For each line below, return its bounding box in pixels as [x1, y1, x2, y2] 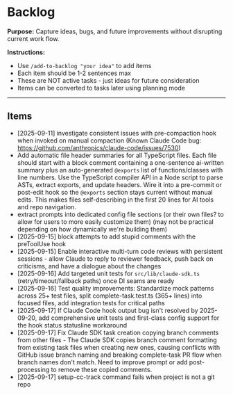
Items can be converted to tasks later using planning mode [17, 83, 186, 92]
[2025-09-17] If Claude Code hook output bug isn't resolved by [17, 306, 199, 314]
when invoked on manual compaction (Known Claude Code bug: [17, 136, 202, 145]
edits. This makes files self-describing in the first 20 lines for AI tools [17, 195, 214, 204]
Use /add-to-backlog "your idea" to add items [17, 61, 152, 70]
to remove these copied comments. [51, 365, 153, 373]
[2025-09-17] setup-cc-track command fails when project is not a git [17, 373, 215, 381]
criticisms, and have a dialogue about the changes [17, 261, 162, 270]
